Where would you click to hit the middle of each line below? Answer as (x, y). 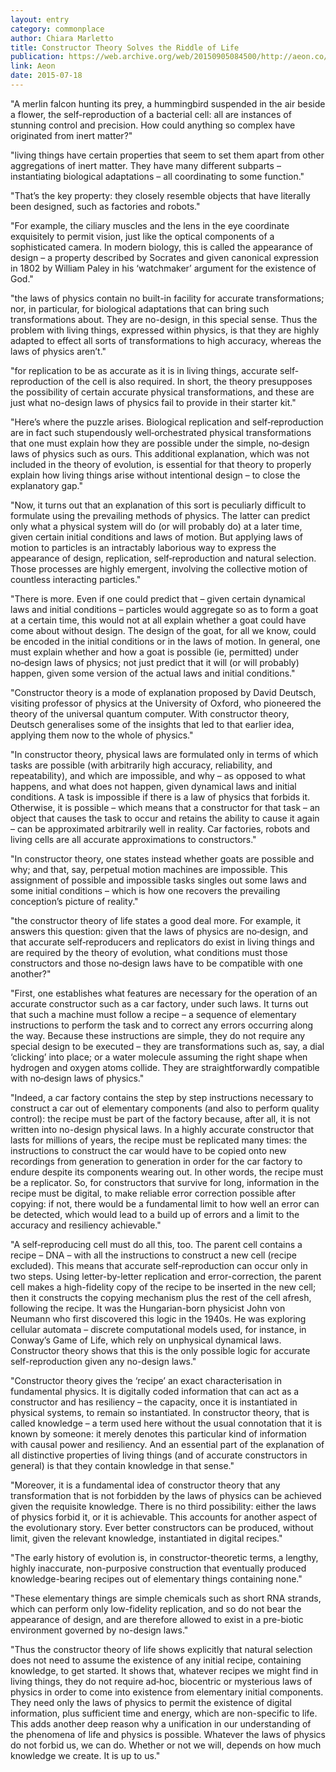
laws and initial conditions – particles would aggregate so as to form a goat (164, 609)
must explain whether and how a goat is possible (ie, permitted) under (155, 652)
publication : (37, 57)
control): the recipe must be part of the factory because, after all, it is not (160, 1118)
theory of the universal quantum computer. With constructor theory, (150, 713)
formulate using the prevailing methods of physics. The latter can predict (160, 515)
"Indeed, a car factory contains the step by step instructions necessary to (162, 1097)
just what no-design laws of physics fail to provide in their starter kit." (153, 402)
